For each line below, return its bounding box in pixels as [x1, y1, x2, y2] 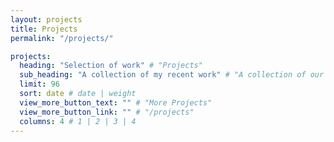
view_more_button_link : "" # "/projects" [19, 107, 195, 117]
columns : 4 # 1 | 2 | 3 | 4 [19, 116, 137, 126]
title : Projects [10, 24, 78, 34]
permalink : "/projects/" [10, 33, 114, 43]
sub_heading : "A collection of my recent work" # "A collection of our [19, 70, 325, 80]
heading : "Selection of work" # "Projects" [19, 61, 203, 71]
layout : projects [10, 14, 83, 25]
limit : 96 [19, 79, 60, 90]
